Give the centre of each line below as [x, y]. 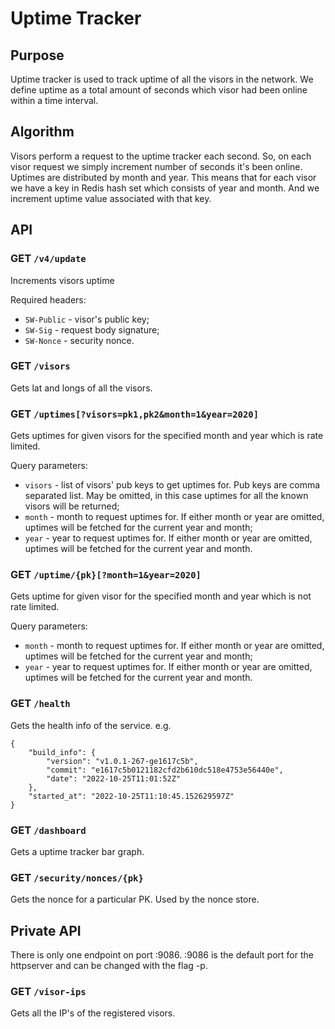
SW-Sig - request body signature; [92, 329]
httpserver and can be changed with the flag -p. [109, 966]
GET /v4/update [48, 259]
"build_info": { [62, 752]
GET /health [40, 704]
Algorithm [42, 132]
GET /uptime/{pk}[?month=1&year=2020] [106, 575]
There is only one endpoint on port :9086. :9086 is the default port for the [162, 955]
